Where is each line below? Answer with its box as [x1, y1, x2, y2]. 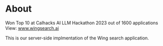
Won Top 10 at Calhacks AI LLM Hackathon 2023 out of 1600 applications [5, 20, 158, 26]
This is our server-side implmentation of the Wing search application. [5, 35, 149, 41]
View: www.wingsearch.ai [5, 25, 59, 31]
